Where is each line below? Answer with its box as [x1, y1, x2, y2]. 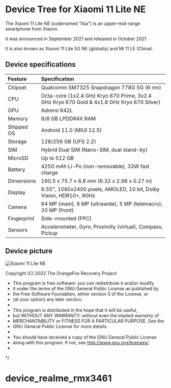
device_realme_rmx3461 [5, 372, 112, 384]
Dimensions [8, 177, 37, 184]
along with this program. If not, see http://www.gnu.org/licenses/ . [12, 339, 150, 345]
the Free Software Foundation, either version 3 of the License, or [12, 291, 149, 297]
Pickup [41, 229, 58, 236]
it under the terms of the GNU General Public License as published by [12, 285, 159, 291]
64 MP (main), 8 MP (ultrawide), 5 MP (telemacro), [41, 200, 163, 207]
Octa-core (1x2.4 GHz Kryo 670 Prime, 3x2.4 [41, 92, 152, 99]
